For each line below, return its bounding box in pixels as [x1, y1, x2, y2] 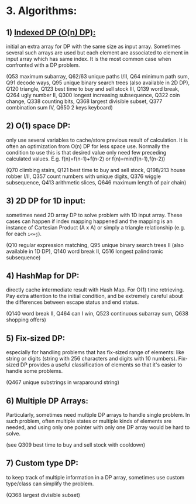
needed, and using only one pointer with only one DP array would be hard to [6, 424, 190, 431]
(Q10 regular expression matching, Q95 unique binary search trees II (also [6, 241, 184, 248]
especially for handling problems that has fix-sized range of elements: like [6, 349, 184, 356]
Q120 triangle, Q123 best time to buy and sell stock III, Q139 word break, [6, 85, 180, 92]
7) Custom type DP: [6, 458, 79, 468]
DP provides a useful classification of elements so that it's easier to [20, 361, 183, 368]
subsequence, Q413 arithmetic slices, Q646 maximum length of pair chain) [6, 179, 187, 186]
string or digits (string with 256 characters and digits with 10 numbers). [6, 355, 177, 362]
